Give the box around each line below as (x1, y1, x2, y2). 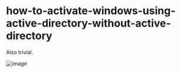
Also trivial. (6, 48, 34, 55)
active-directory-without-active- (6, 16, 171, 30)
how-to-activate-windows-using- (6, 4, 176, 18)
